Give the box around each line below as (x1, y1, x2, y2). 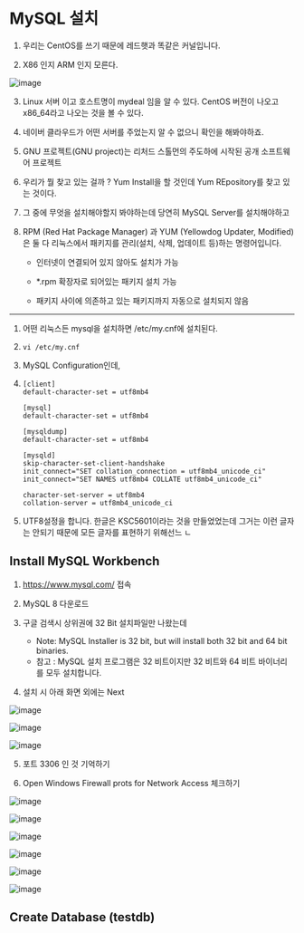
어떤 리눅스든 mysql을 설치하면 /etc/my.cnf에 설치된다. (22, 322, 219, 333)
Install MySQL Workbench (9, 553, 160, 569)
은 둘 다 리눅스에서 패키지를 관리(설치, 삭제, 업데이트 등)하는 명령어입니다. (22, 237, 282, 248)
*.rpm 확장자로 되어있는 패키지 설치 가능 (35, 275, 177, 286)
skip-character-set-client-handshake (22, 458, 166, 467)
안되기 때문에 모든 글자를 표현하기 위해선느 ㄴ (32, 526, 192, 537)
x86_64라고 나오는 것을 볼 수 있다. (22, 107, 145, 118)
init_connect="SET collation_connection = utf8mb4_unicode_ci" (22, 466, 267, 476)
